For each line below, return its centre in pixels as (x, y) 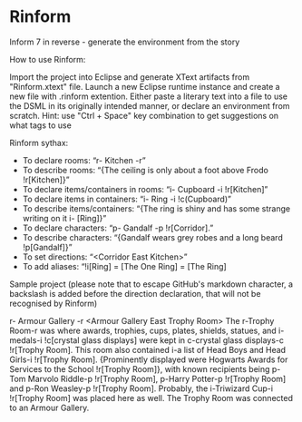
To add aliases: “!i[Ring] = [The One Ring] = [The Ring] (124, 266)
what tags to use (41, 125)
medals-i (26, 340)
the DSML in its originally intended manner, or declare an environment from (150, 105)
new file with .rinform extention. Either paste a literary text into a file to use (149, 96)
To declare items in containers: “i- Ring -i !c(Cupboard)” (127, 199)
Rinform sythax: (39, 142)
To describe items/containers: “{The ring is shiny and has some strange (156, 208)
